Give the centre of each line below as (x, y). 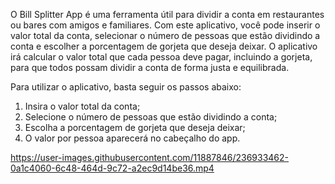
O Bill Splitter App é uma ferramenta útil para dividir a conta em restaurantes (167, 14)
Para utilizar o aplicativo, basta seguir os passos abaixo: (126, 87)
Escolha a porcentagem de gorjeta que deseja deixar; (135, 127)
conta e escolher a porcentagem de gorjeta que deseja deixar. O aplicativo (164, 46)
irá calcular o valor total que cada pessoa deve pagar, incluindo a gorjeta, (161, 57)
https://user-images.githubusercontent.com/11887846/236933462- (150, 157)
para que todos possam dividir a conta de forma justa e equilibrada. (150, 67)
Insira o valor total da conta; (82, 106)
